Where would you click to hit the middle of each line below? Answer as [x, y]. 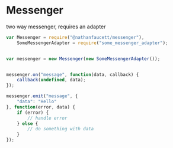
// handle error [47, 118]
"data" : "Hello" [37, 102]
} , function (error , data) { [41, 107]
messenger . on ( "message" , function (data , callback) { [73, 74]
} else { [28, 124]
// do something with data [61, 129]
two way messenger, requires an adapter [56, 27]
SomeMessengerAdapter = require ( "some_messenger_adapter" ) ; [92, 43]
